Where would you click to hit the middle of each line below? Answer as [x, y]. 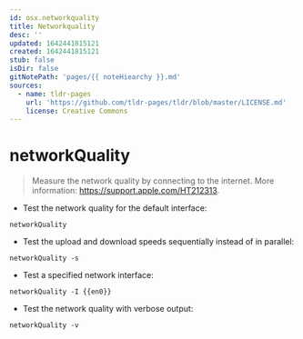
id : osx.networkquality [55, 18]
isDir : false [34, 69]
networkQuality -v [44, 325]
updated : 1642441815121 [55, 43]
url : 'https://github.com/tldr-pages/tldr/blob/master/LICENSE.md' [156, 102]
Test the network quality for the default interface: [115, 208]
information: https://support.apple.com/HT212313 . [126, 191]
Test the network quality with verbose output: [108, 309]
